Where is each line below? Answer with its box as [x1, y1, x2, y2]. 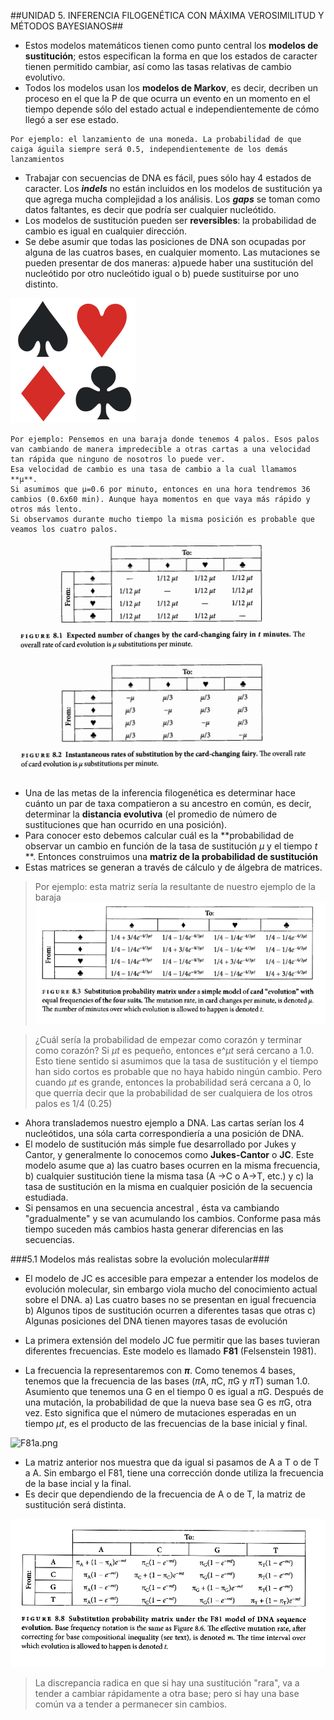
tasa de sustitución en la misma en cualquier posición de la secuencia [24, 1180, 313, 1192]
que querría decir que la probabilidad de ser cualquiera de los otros [34, 1086, 313, 1099]
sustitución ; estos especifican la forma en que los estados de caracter [24, 50, 318, 62]
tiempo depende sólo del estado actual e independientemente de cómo [24, 103, 320, 115]
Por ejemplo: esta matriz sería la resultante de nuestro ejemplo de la [34, 881, 316, 892]
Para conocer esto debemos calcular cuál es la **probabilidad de [24, 830, 295, 841]
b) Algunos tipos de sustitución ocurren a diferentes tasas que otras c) [24, 1304, 317, 1316]
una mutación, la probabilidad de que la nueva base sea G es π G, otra [24, 1396, 312, 1408]
